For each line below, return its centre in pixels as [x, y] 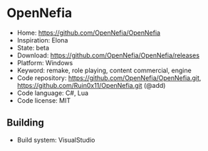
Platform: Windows [45, 62]
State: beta [33, 47]
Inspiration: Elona [42, 40]
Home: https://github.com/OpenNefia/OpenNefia [89, 33]
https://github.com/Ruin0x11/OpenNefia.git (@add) [91, 85]
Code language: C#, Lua [53, 93]
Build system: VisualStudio [56, 140]
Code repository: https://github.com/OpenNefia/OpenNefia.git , [109, 78]
